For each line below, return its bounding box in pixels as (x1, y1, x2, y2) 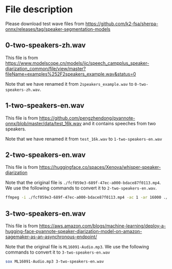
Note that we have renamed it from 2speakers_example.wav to (5, 81, 134, 87)
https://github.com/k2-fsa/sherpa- (85, 21, 159, 27)
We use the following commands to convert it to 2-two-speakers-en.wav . (5, 185, 157, 191)
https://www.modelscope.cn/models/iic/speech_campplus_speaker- (5, 60, 149, 66)
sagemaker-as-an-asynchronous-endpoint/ (5, 234, 97, 240)
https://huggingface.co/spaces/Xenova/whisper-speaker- (39, 164, 161, 170)
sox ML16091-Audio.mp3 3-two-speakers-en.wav (5, 259, 104, 264)
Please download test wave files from (5, 21, 84, 27)
